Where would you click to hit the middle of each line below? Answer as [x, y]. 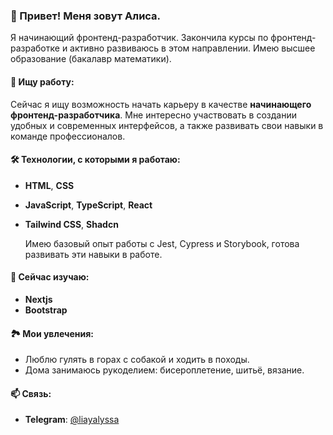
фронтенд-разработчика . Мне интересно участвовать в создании [154, 115]
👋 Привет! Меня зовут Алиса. [86, 16]
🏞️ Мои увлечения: [52, 333]
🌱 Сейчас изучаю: [50, 277]
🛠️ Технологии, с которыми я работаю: [95, 160]
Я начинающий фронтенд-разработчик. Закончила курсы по [139, 38]
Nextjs [38, 299]
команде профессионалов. [68, 136]
